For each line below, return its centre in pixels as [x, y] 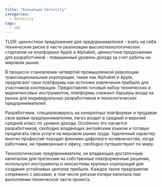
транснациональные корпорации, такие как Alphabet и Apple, [69, 77]
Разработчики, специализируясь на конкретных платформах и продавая [81, 113]
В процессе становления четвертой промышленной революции [72, 72]
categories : [17, 14]
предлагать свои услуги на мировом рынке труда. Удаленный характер [80, 134]
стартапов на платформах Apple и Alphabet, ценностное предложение [79, 52]
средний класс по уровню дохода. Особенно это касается [66, 123]
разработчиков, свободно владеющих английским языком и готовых [77, 128]
